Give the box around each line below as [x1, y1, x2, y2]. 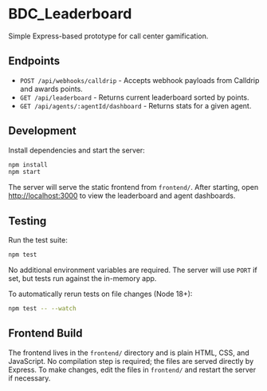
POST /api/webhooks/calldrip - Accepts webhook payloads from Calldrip [19, 75, 260, 85]
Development [8, 124, 77, 138]
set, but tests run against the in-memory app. [8, 274, 157, 283]
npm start [8, 168, 41, 176]
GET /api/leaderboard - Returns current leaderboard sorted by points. [19, 93, 249, 102]
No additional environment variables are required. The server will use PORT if [8, 265, 257, 274]
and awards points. [19, 84, 84, 93]
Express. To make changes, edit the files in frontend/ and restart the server [8, 365, 257, 374]
